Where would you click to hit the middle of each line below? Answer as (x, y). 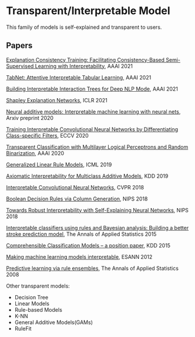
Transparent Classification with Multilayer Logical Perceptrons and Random (97, 147)
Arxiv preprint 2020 (30, 118)
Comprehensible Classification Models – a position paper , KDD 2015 (88, 245)
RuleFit (23, 328)
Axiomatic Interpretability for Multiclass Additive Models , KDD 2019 (87, 176)
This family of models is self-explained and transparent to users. (84, 27)
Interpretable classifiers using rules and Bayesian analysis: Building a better (97, 228)
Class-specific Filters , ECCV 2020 (48, 135)
